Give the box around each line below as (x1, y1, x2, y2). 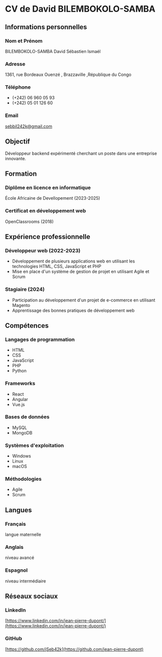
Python (12, 368, 27, 374)
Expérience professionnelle (5, 232, 90, 241)
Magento (12, 302, 31, 308)
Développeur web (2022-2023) (5, 247, 81, 254)
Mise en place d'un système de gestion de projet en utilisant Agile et (12, 269, 149, 275)
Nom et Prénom (5, 38, 43, 44)
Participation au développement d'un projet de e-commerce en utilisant (12, 297, 156, 303)
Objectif (5, 137, 30, 146)
